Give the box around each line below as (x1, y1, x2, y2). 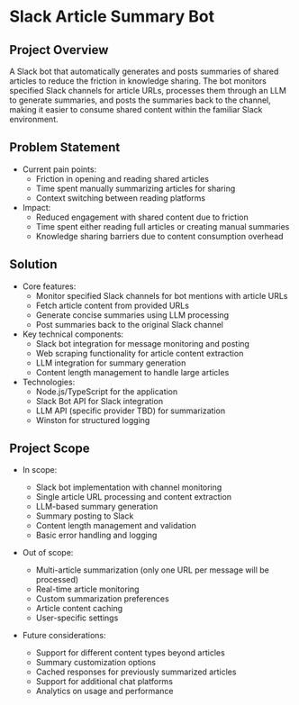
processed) (35, 574, 79, 585)
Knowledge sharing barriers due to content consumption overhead (35, 230, 284, 241)
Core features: (22, 281, 77, 292)
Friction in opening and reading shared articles (35, 173, 210, 184)
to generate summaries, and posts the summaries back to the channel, (9, 95, 272, 105)
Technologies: (22, 376, 76, 387)
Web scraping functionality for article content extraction (35, 348, 244, 358)
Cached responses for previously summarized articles (35, 666, 237, 677)
